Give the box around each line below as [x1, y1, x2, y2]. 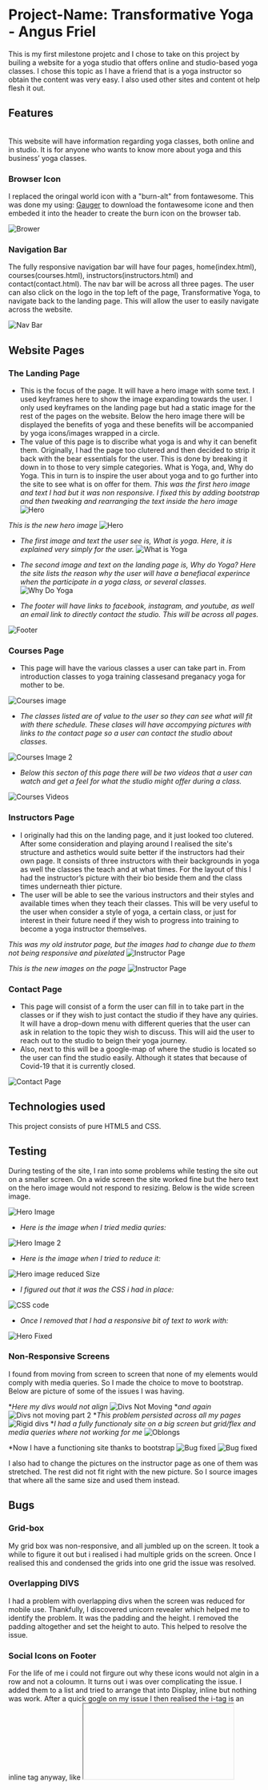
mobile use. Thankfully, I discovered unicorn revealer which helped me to [8, 1604, 250, 1614]
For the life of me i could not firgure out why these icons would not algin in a [8, 1668, 259, 1678]
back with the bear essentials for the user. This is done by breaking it [19, 454, 248, 464]
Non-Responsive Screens [8, 1351, 110, 1362]
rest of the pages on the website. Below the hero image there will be [19, 411, 246, 421]
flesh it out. [8, 83, 46, 93]
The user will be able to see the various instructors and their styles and [19, 889, 254, 899]
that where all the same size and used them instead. [8, 1475, 180, 1485]
